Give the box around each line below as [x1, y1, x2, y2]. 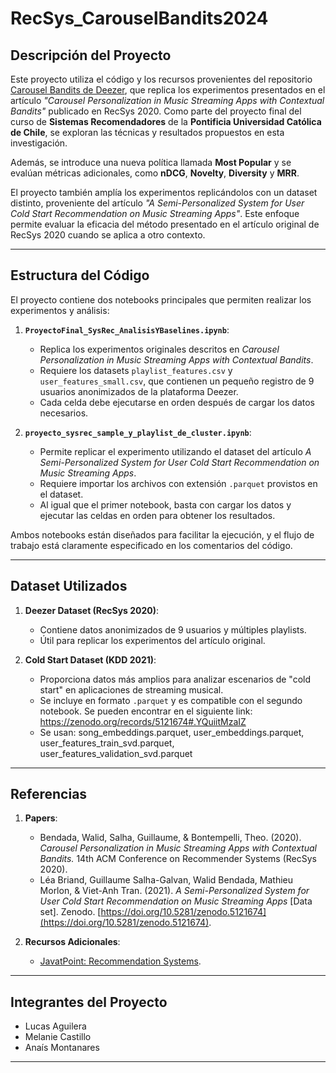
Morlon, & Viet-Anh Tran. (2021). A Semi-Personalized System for [39, 885, 310, 897]
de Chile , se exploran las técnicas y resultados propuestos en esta [10, 127, 285, 138]
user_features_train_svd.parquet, [39, 737, 175, 749]
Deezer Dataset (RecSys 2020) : [24, 604, 160, 616]
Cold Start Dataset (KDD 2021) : [24, 653, 157, 666]
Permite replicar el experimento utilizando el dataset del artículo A [39, 445, 312, 457]
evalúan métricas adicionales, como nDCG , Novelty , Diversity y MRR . [10, 167, 300, 179]
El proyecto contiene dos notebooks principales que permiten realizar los [10, 293, 312, 306]
